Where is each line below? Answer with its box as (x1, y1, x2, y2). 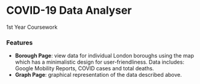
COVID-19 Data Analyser (6, 4, 132, 17)
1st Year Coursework (6, 23, 58, 31)
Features (6, 38, 33, 47)
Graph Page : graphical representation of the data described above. (14, 71, 183, 79)
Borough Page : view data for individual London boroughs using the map (14, 52, 195, 59)
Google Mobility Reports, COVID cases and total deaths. (14, 65, 154, 72)
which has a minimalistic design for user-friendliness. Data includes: (14, 58, 185, 66)
